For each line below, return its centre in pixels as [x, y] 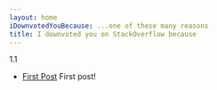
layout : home [33, 17]
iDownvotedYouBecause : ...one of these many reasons [109, 26]
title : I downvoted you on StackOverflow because [103, 34]
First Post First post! [59, 77]
